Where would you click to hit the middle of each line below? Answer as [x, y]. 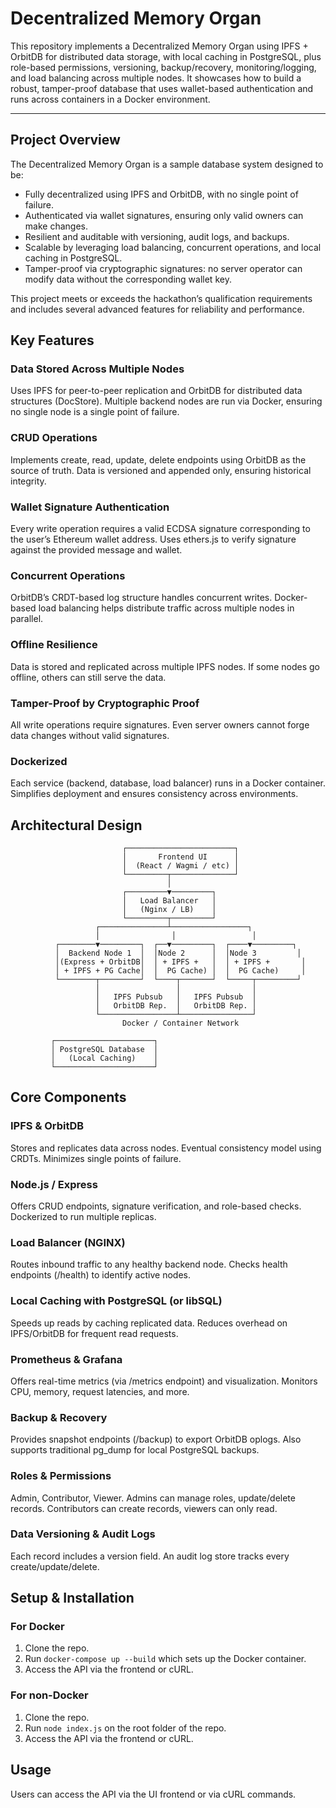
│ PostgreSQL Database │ [104, 1050]
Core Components [68, 1097]
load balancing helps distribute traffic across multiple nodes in [166, 608]
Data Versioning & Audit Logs [83, 1534]
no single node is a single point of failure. [95, 412]
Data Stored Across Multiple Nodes [97, 369]
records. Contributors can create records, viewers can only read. [144, 1508]
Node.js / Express [54, 1184]
